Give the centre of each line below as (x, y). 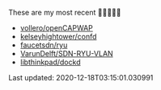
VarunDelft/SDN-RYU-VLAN (66, 53)
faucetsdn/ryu (44, 45)
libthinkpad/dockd (50, 62)
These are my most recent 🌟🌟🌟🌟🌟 (65, 12)
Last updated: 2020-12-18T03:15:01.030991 (81, 78)
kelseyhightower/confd (58, 37)
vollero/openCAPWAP (56, 28)
